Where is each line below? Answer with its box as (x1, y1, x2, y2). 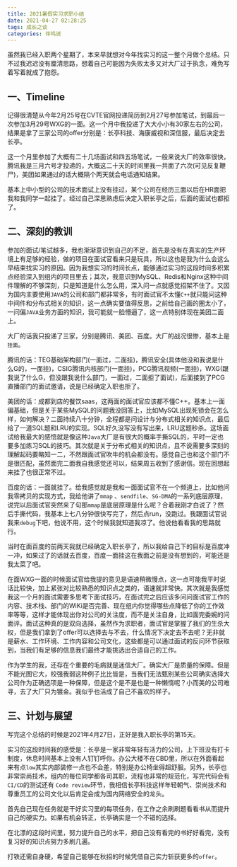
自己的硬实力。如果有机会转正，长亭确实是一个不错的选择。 (7, 813, 181, 822)
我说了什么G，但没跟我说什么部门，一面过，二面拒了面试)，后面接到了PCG (7, 373, 226, 381)
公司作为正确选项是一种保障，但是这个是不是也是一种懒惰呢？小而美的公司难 (7, 678, 230, 687)
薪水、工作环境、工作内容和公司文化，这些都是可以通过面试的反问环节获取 (13, 636, 230, 645)
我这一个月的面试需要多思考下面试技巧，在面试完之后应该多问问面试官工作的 (7, 592, 230, 601)
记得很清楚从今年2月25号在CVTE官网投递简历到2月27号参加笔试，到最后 (7, 111, 219, 120)
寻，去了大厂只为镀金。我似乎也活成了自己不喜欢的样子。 (7, 687, 174, 696)
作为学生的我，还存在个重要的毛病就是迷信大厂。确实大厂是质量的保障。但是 (7, 660, 230, 669)
